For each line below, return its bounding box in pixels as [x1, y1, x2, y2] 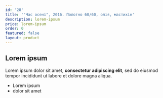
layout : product [5, 36, 39, 41]
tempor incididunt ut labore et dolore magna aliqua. [5, 72, 112, 78]
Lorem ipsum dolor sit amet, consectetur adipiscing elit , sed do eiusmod [5, 67, 158, 73]
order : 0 [5, 26, 24, 31]
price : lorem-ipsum [5, 21, 47, 27]
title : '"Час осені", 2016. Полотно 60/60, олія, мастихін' [5, 12, 135, 17]
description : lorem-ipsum [5, 17, 60, 22]
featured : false [5, 31, 39, 36]
